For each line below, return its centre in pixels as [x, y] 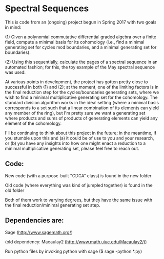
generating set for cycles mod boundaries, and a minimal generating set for [81, 47]
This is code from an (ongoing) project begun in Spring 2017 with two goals [81, 22]
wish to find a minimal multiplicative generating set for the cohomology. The [81, 97]
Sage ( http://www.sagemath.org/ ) [39, 232]
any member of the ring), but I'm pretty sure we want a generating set [75, 113]
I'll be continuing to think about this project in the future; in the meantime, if [81, 133]
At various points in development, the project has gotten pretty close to [77, 82]
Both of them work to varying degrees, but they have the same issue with [79, 200]
